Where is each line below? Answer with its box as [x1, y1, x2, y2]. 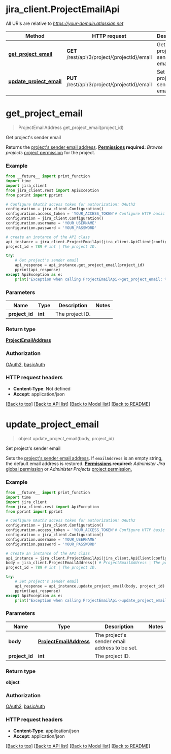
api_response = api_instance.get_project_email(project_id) [15, 263, 145, 268]
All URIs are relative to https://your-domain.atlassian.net [6, 20, 124, 26]
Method [25, 32, 45, 39]
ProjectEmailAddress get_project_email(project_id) [18, 124, 124, 130]
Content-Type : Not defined [13, 385, 71, 391]
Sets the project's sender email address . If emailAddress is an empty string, [6, 455, 163, 461]
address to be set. [94, 644, 138, 651]
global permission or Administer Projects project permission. [6, 466, 132, 472]
